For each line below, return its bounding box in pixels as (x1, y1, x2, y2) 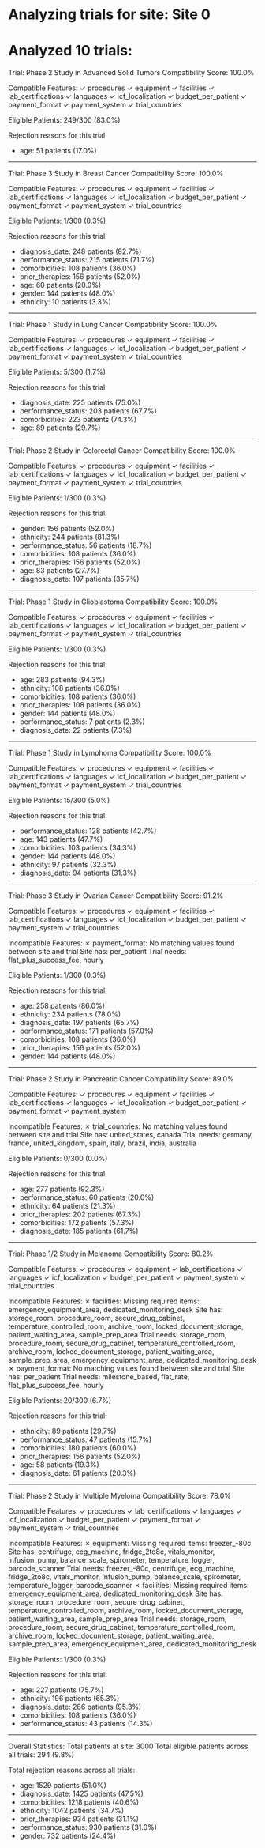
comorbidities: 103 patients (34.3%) (19, 843, 136, 853)
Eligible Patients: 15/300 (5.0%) (8, 796, 110, 805)
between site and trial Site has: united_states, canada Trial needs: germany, (8, 1130, 254, 1140)
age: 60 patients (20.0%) (19, 281, 102, 290)
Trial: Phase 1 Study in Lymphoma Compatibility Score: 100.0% (8, 749, 211, 758)
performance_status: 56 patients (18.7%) (19, 541, 152, 550)
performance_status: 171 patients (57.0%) (19, 1026, 154, 1036)
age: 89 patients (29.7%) (19, 423, 101, 432)
